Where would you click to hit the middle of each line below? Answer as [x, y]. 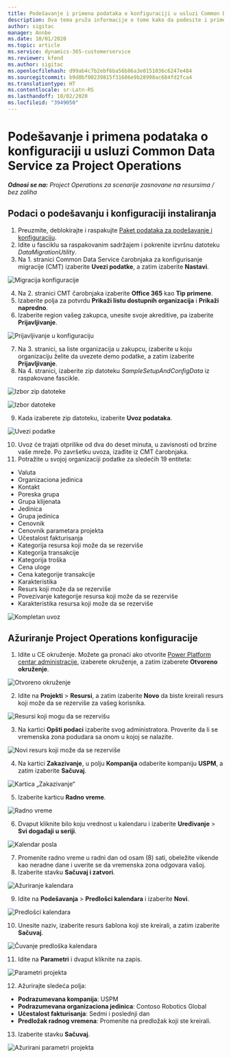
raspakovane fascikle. [49, 378]
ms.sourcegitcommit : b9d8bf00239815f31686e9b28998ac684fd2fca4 [100, 77]
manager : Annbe [29, 33]
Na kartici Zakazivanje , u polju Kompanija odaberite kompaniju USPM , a [120, 764]
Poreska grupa [38, 494]
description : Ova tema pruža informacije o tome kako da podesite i [108, 20]
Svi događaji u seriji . [47, 831]
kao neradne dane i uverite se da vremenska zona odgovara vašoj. [112, 865]
